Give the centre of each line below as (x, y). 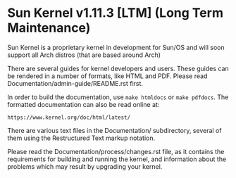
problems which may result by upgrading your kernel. (85, 166)
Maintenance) (49, 28)
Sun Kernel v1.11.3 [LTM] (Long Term (116, 13)
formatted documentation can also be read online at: (83, 104)
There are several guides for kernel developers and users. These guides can (118, 68)
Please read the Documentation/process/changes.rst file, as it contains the (116, 151)
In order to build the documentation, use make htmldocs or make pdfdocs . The (118, 97)
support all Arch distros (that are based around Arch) (84, 55)
